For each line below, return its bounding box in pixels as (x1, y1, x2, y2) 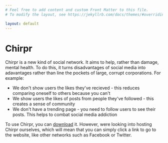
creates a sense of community (12, 101, 75, 107)
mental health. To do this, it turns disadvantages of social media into (5, 65, 146, 71)
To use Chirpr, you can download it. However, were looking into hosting (5, 121, 152, 127)
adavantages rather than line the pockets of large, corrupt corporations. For (5, 70, 161, 76)
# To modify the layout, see (5, 12, 66, 17)
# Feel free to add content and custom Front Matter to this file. (5, 7, 149, 13)
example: (5, 75, 24, 81)
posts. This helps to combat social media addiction (12, 111, 117, 118)
